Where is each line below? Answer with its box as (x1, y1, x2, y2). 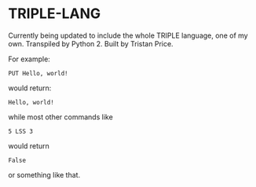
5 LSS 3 (8, 127, 34, 135)
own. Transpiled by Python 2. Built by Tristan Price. (8, 38, 174, 48)
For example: (8, 54, 51, 64)
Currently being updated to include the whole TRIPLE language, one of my (8, 31, 249, 40)
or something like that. (8, 170, 81, 179)
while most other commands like (8, 112, 114, 122)
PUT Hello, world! (8, 69, 68, 77)
